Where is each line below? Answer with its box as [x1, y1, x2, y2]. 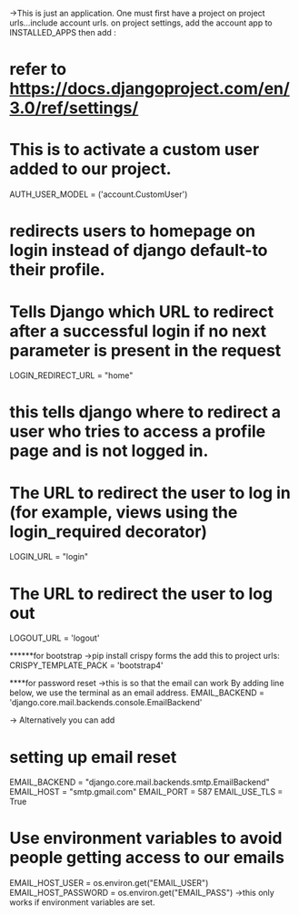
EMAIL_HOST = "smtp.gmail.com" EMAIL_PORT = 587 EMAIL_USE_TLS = [9, 786, 284, 797]
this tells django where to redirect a [9, 402, 282, 423]
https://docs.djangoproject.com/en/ [9, 78, 291, 99]
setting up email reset [9, 746, 177, 767]
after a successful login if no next [9, 321, 266, 341]
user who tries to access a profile [9, 421, 266, 442]
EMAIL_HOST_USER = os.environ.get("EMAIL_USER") [9, 878, 209, 889]
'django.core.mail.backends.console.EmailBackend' [9, 697, 203, 708]
